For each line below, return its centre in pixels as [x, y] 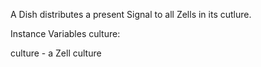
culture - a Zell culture [56, 53]
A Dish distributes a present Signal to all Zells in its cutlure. [131, 14]
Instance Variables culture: [65, 33]
